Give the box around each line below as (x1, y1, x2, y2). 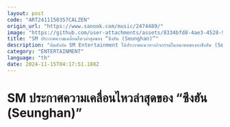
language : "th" (7, 55, 51, 61)
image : (7, 29, 26, 36)
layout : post (7, 10, 44, 17)
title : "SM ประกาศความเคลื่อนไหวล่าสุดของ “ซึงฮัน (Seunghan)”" (7, 36, 159, 42)
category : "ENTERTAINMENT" (7, 48, 84, 55)
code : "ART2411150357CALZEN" (7, 16, 90, 23)
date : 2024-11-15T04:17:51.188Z (7, 61, 99, 68)
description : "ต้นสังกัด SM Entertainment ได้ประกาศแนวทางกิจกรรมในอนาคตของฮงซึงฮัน (7, 42, 212, 48)
